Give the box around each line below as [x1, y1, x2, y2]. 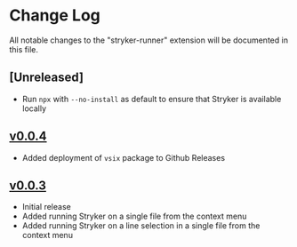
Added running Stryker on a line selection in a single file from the [21, 220, 261, 231]
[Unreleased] [9, 70, 84, 85]
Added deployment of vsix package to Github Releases [21, 152, 225, 163]
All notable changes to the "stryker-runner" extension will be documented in [9, 35, 289, 45]
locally [21, 103, 47, 114]
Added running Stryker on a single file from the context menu [21, 211, 247, 222]
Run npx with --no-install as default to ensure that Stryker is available [21, 93, 282, 104]
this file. [9, 44, 38, 54]
